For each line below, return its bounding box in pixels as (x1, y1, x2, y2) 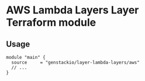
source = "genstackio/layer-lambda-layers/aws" (11, 59, 140, 65)
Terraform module (6, 16, 96, 29)
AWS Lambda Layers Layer (6, 3, 139, 17)
